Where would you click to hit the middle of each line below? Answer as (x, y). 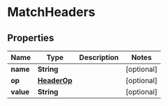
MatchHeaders (51, 12)
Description (99, 58)
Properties (31, 38)
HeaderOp (55, 81)
